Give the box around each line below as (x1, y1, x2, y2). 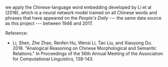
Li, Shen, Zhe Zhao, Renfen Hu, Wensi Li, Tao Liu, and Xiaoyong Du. (12, 40, 152, 46)
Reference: (5, 30, 28, 36)
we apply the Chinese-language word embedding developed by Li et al (5, 5, 151, 10)
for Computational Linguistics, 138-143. (12, 56, 94, 62)
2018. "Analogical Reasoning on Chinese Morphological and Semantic (12, 45, 157, 51)
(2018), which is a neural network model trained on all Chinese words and (5, 10, 157, 16)
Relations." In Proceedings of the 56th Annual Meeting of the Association (12, 50, 163, 56)
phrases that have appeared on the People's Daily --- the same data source (5, 15, 162, 21)
